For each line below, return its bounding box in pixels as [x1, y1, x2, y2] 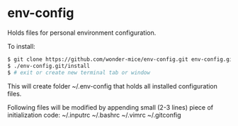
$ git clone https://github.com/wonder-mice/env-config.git [7, 55, 189, 63]
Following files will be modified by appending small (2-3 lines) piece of [7, 103, 214, 111]
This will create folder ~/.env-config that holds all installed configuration [7, 81, 218, 90]
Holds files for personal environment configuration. [7, 28, 157, 37]
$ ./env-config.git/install [7, 62, 91, 69]
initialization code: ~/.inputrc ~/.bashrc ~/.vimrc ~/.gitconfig [7, 110, 182, 119]
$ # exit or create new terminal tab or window [7, 69, 151, 76]
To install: [7, 42, 35, 50]
